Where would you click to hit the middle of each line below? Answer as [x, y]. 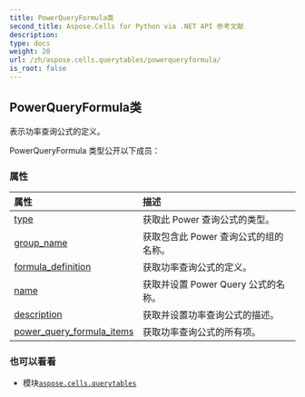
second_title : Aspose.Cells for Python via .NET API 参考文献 [127, 26]
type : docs [30, 43]
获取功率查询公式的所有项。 [202, 332]
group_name [41, 243]
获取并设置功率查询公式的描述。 [211, 314]
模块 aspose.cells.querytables [79, 383]
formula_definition [53, 266]
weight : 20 [30, 52]
